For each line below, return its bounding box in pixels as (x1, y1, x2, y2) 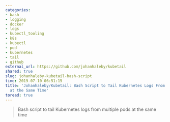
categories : (5, 7, 31, 13)
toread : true (5, 93, 33, 98)
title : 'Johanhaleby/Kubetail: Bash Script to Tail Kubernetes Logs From (5, 83, 165, 88)
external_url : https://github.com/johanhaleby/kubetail (5, 64, 126, 69)
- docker (5, 21, 24, 27)
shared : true (5, 69, 33, 74)
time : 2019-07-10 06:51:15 (5, 78, 63, 83)
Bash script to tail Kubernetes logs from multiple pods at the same (17, 106, 157, 112)
